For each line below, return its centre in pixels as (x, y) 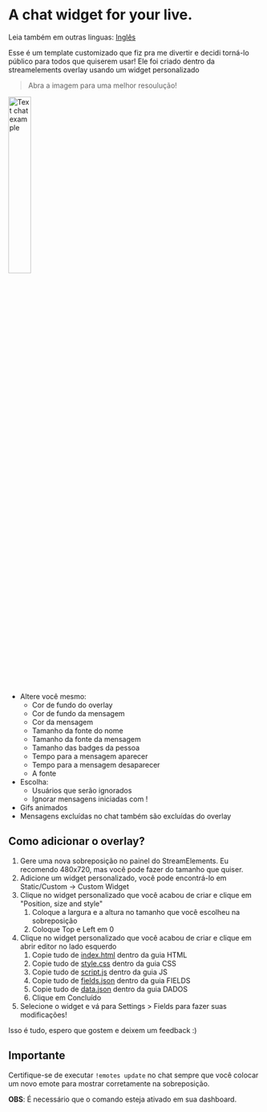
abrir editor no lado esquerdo (68, 946)
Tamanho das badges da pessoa (86, 748)
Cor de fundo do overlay (72, 705)
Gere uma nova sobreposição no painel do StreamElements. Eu (124, 861)
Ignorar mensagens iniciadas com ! (90, 799)
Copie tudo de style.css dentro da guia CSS (104, 963)
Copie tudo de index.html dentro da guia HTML (109, 954)
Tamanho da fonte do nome (77, 731)
